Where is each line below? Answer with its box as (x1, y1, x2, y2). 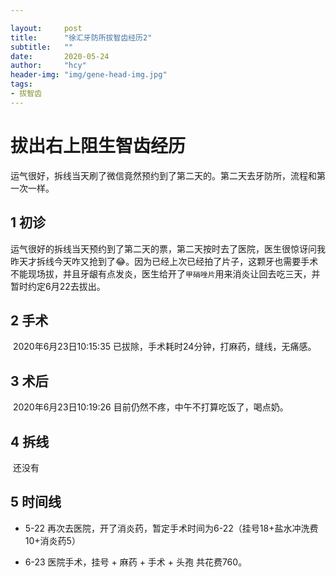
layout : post (10, 23, 83, 33)
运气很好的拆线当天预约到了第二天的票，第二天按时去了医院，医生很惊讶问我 (10, 242, 326, 255)
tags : (10, 79, 33, 90)
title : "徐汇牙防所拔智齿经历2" (10, 32, 153, 43)
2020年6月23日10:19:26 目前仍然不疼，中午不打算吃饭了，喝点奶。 (12, 401, 289, 413)
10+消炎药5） (24, 534, 81, 546)
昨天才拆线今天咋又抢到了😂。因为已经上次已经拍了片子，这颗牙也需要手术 (10, 255, 319, 267)
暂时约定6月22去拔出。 (10, 280, 106, 292)
